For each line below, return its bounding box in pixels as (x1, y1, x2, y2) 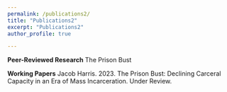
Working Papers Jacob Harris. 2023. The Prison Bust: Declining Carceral (7, 69, 221, 78)
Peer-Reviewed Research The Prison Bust (7, 56, 132, 64)
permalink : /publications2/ (7, 10, 91, 18)
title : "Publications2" (7, 17, 78, 24)
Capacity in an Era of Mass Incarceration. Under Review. (7, 77, 172, 86)
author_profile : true (7, 30, 72, 38)
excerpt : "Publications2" (7, 23, 84, 30)
